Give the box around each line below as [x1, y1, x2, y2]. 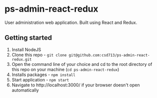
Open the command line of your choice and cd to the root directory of [11, 61, 153, 67]
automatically [11, 87, 39, 93]
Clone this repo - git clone [11, 52, 67, 58]
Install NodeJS [11, 46, 42, 52]
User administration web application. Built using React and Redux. [4, 20, 137, 25]
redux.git [11, 57, 32, 62]
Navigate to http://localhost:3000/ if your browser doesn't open [11, 82, 140, 88]
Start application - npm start [11, 77, 69, 82]
